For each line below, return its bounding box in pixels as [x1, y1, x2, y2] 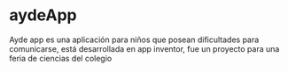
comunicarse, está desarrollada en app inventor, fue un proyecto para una [9, 43, 280, 54]
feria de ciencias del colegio [9, 53, 113, 63]
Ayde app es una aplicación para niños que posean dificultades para [9, 34, 260, 45]
